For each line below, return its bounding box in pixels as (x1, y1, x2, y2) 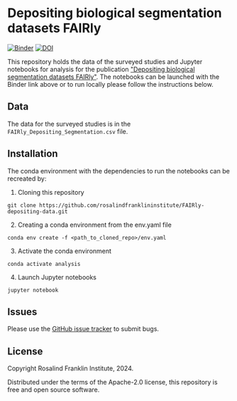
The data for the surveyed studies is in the (7, 119, 131, 128)
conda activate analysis (7, 260, 81, 267)
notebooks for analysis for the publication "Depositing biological (7, 65, 195, 73)
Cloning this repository (17, 188, 84, 196)
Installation (7, 148, 58, 160)
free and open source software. (7, 385, 100, 394)
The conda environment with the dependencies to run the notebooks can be (7, 166, 231, 175)
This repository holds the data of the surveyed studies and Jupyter (7, 57, 203, 65)
